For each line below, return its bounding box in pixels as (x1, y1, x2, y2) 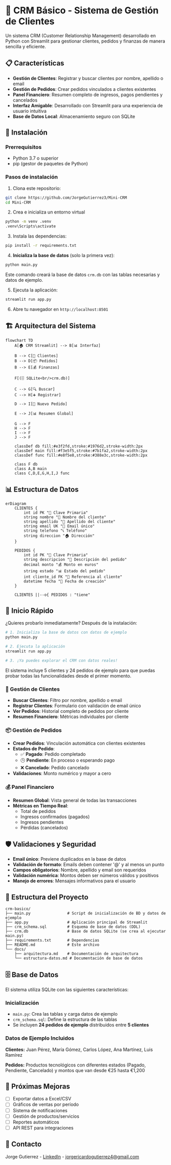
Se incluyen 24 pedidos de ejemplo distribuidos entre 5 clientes (12, 1022, 149, 1028)
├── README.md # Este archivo (5, 942, 100, 947)
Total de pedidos (20, 808, 56, 814)
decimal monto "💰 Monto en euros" (24, 562, 99, 568)
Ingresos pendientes (20, 819, 64, 825)
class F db (14, 461, 38, 467)
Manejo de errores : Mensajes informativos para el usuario (12, 878, 136, 884)
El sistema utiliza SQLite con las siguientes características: (5, 986, 129, 993)
